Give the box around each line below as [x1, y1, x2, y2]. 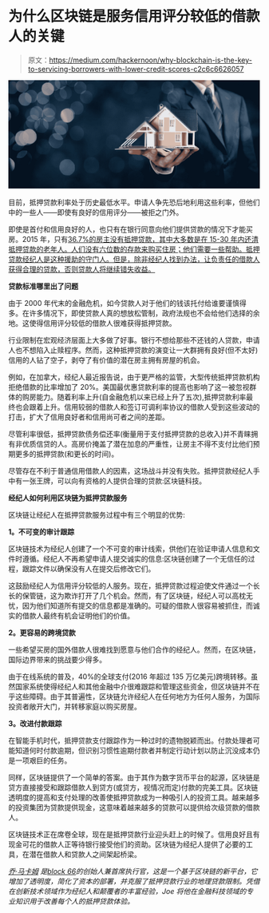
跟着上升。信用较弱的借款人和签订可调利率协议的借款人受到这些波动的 [29, 402, 260, 411]
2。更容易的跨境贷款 [8, 628, 76, 637]
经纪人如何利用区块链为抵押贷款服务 [8, 493, 128, 502]
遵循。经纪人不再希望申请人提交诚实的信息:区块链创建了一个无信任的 [22, 554, 249, 563]
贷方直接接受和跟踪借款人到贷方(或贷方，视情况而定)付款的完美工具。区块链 [8, 782, 259, 792]
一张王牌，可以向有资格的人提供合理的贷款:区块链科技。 [22, 476, 207, 486]
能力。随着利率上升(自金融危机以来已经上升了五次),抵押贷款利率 [35, 392, 247, 402]
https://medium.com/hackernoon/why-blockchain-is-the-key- [49, 55, 253, 65]
